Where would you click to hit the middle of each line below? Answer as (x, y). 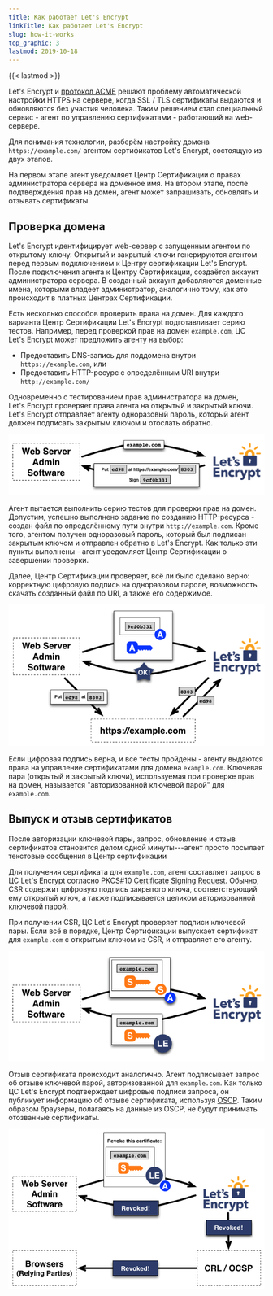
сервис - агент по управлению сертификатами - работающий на (121, 117)
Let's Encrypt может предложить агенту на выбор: (96, 339)
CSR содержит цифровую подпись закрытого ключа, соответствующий (133, 889)
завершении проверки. (49, 560)
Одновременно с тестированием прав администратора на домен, (124, 397)
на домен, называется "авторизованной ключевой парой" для (117, 784)
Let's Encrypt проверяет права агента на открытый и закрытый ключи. (131, 405)
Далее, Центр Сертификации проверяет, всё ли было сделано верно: (129, 576)
